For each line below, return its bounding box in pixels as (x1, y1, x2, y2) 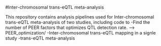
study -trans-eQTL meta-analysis (5, 35, 75, 41)
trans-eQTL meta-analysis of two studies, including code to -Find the (5, 19, 150, 25)
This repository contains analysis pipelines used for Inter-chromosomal (5, 14, 154, 19)
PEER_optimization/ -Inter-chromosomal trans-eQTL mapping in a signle (5, 30, 156, 35)
